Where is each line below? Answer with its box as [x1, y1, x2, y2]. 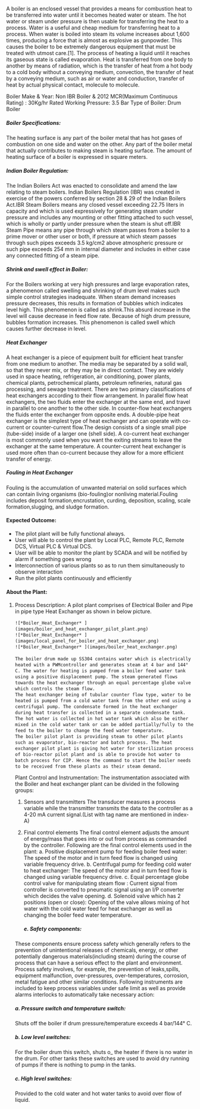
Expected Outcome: [6, 517, 57, 524]
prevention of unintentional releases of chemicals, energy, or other [14, 946, 179, 954]
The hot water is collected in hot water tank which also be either [14, 716, 189, 722]
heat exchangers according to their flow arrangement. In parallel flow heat [6, 391, 189, 399]
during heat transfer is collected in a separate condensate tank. [14, 710, 186, 716]
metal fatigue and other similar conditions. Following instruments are [14, 978, 183, 985]
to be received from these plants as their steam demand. [14, 764, 162, 770]
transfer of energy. [6, 455, 52, 462]
